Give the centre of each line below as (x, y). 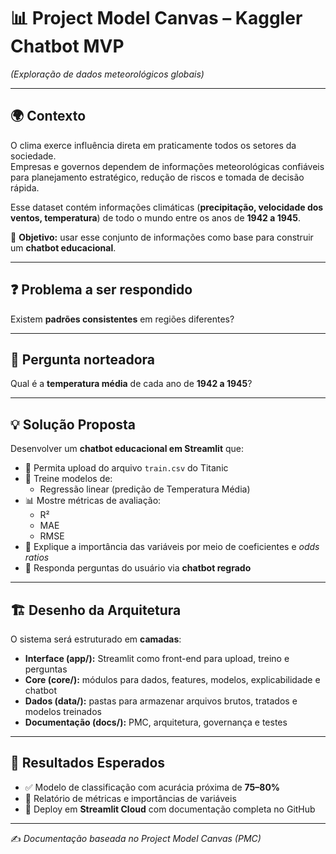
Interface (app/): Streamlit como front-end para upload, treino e (157, 658)
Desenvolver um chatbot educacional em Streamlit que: (127, 449)
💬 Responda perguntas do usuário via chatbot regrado (138, 568)
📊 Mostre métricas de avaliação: (93, 501)
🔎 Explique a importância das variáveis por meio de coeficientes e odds (172, 547)
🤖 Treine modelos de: (68, 479)
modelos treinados (63, 711)
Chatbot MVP (67, 46)
